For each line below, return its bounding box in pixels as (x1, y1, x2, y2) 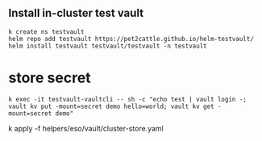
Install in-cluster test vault (8, 6, 143, 20)
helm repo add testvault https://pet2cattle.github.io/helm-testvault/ (8, 35, 254, 43)
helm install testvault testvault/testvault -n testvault (8, 42, 207, 50)
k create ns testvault (8, 27, 85, 35)
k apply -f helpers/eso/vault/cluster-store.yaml (8, 123, 164, 133)
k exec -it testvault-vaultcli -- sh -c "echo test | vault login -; (8, 95, 247, 103)
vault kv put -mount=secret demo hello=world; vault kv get (8, 102, 215, 110)
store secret (8, 68, 91, 87)
